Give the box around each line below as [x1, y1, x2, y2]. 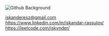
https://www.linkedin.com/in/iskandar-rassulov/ [5, 20, 104, 25]
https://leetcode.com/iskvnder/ [5, 25, 70, 31]
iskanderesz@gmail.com [5, 14, 57, 20]
